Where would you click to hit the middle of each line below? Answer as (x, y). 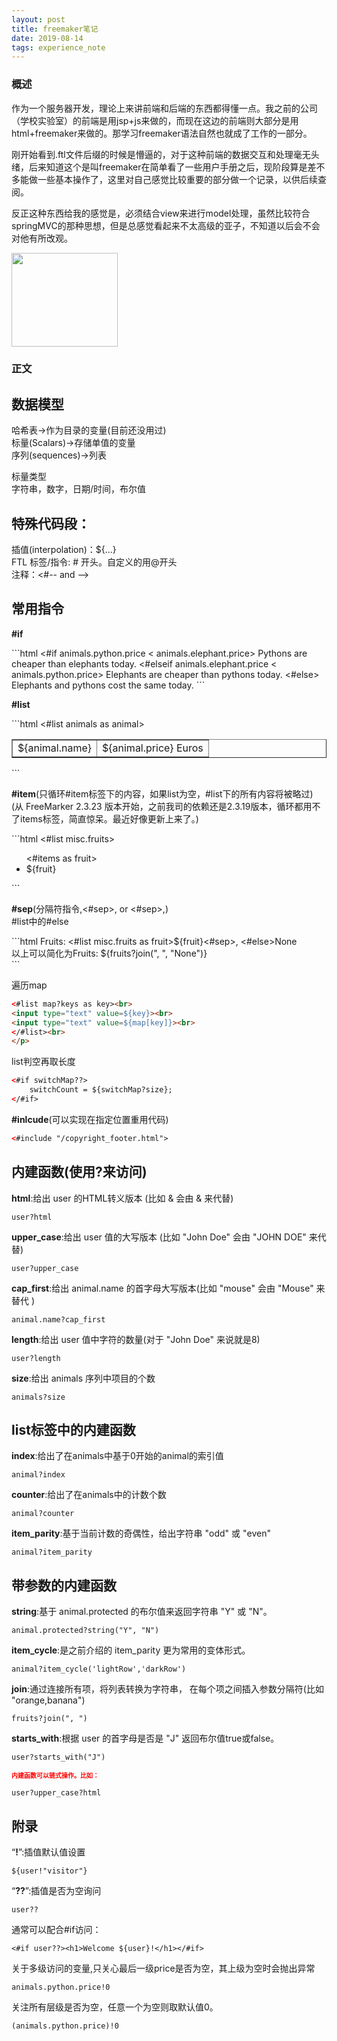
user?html (32, 1217)
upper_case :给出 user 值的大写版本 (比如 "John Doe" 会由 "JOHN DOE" (159, 1237)
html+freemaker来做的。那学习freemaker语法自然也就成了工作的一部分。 (162, 133)
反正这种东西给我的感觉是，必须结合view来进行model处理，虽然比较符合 (161, 213)
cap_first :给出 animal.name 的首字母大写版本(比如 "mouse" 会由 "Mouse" (162, 1288)
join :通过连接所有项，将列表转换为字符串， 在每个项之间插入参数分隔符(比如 (167, 1689)
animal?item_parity (52, 1552)
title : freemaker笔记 (55, 29)
